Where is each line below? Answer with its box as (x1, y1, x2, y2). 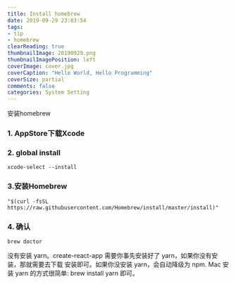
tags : (7, 23, 23, 30)
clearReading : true (7, 43, 65, 50)
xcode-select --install (7, 163, 77, 171)
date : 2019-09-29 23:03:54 (7, 17, 87, 24)
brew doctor (7, 237, 42, 245)
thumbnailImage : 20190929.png (7, 50, 97, 57)
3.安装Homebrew (7, 181, 68, 191)
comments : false (7, 82, 55, 89)
